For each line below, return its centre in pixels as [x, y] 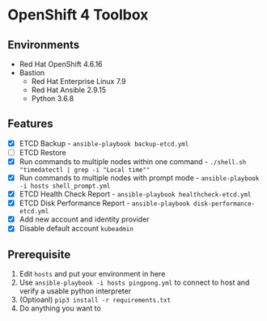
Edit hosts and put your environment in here [92, 274]
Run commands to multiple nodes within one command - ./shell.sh [133, 161]
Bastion [32, 73]
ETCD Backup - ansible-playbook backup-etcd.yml [104, 143]
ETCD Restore [42, 152]
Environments [44, 45]
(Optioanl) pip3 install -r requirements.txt [95, 300]
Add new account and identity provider [85, 219]
